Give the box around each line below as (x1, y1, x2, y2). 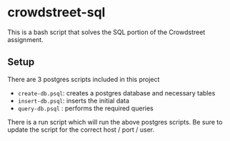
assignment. (7, 35, 44, 43)
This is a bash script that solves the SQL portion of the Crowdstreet (7, 28, 206, 36)
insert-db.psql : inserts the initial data (17, 96, 130, 105)
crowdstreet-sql (7, 4, 106, 21)
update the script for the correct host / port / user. (7, 125, 155, 134)
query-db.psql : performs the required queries (17, 104, 154, 113)
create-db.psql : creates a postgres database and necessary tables (17, 88, 216, 97)
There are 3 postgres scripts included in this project (7, 75, 160, 83)
